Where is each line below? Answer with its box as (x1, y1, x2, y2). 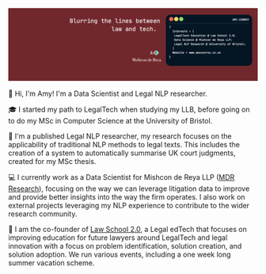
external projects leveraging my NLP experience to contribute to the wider (8, 200, 250, 210)
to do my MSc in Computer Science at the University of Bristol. (8, 116, 213, 125)
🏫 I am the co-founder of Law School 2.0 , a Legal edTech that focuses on (8, 224, 248, 234)
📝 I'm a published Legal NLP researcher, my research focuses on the (8, 131, 232, 141)
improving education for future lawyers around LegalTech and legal (8, 233, 228, 242)
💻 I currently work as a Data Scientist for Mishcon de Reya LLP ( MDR (8, 172, 235, 181)
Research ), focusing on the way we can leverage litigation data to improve (8, 184, 250, 193)
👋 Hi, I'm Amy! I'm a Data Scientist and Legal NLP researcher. (8, 89, 208, 98)
